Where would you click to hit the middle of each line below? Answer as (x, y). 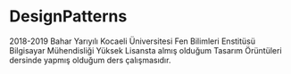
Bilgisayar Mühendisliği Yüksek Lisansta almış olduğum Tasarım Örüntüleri (146, 50)
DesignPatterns (68, 16)
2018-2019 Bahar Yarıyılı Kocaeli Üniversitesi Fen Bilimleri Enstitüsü (133, 41)
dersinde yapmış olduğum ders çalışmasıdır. (90, 60)
